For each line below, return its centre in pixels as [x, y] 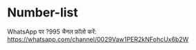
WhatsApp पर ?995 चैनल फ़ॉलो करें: [52, 32]
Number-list [43, 13]
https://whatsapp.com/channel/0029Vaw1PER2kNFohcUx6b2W [98, 39]
